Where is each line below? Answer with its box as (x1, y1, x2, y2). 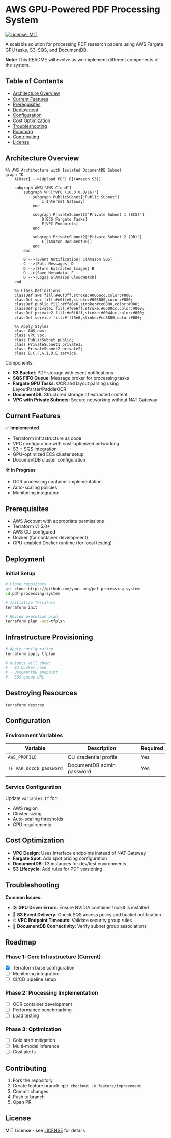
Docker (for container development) (12, 535, 88, 541)
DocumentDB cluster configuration (12, 457, 85, 463)
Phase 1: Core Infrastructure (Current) (5, 953, 101, 960)
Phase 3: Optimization (5, 1025, 62, 1032)
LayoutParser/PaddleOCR (12, 385, 67, 392)
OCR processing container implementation (12, 479, 102, 485)
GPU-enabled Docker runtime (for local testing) (12, 540, 112, 546)
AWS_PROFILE (8, 754, 37, 760)
